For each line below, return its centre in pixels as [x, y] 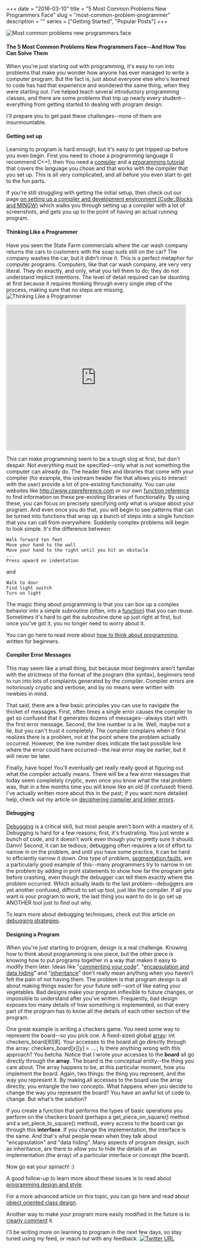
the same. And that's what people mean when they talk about [82, 1136]
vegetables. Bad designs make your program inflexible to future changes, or [100, 992]
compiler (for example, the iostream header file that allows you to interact [97, 477]
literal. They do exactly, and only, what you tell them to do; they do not [93, 270]
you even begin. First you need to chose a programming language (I [90, 156]
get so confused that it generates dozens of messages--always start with [97, 718]
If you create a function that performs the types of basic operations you [95, 1111]
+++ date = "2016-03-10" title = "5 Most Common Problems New [86, 9]
